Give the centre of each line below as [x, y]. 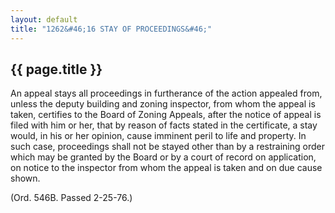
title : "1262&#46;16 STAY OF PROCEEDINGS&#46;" [111, 29]
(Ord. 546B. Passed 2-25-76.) [71, 198]
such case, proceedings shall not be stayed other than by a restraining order [167, 147]
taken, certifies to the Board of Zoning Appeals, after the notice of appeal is [166, 115]
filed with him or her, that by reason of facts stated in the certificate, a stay [164, 125]
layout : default [44, 19]
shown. [25, 178]
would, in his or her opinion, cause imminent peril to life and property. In [158, 136]
